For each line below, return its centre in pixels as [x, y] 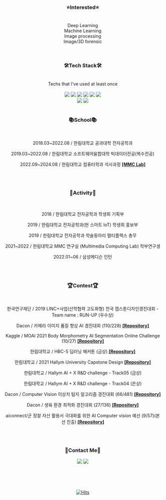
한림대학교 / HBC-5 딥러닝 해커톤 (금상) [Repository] [83, 352]
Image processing [83, 36]
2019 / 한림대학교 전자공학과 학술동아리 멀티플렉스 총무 [83, 235]
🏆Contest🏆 [83, 286]
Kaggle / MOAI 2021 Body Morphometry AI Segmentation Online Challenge [83, 336]
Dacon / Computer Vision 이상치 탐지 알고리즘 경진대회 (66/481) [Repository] [83, 394]
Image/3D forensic [83, 42]
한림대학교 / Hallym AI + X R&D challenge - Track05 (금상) [83, 373]
